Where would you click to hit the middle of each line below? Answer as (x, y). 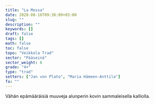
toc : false (17, 48)
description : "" (23, 24)
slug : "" (15, 19)
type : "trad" (19, 72)
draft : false (19, 34)
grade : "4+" (18, 67)
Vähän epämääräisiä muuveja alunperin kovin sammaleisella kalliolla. (78, 96)
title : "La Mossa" (25, 10)
